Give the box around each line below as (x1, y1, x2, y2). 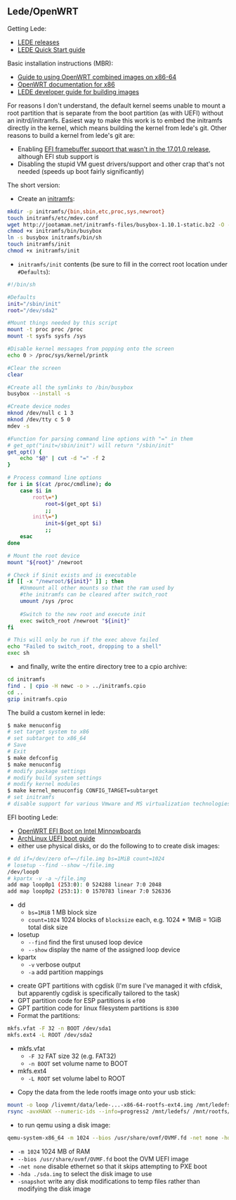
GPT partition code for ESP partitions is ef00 (17, 997, 145, 1005)
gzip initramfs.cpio (7, 696, 68, 703)
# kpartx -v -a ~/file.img (7, 875, 86, 882)
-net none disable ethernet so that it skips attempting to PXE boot (17, 1162, 207, 1170)
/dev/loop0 (7, 868, 39, 875)
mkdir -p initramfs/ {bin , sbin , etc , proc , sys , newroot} (7, 208, 165, 215)
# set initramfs (7, 794, 55, 801)
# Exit (7, 748, 27, 755)
